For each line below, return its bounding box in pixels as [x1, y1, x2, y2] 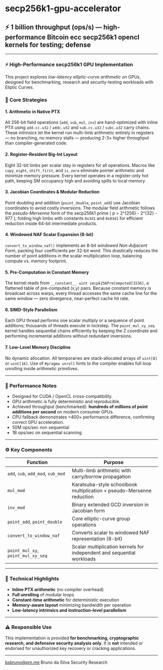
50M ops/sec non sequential [12, 424, 69, 430]
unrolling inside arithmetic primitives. [5, 365, 79, 371]
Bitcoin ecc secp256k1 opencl [47, 33, 140, 41]
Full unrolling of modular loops [12, 591, 74, 597]
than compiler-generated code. [5, 140, 67, 146]
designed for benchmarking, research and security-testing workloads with [5, 79, 154, 85]
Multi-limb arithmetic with [72, 467, 131, 474]
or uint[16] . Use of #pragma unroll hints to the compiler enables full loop [5, 360, 151, 366]
